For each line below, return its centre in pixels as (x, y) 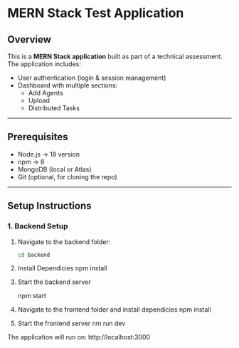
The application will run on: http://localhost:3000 (79, 337)
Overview (30, 39)
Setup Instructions (49, 206)
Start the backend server (54, 282)
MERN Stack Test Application (96, 13)
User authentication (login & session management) (92, 78)
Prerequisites (38, 137)
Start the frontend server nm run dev (71, 323)
